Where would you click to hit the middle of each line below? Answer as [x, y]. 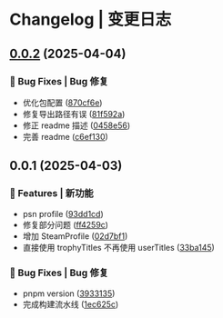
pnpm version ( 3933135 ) [69, 293]
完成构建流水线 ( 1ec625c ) [71, 304]
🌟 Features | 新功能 [51, 194]
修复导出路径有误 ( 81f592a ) [74, 114]
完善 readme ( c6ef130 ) [66, 136]
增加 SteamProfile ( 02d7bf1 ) [75, 236]
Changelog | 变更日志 [91, 20]
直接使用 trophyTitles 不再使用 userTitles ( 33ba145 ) [119, 247]
